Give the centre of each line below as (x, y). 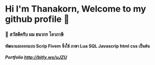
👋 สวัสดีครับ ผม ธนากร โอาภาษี (34, 34)
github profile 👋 (37, 19)
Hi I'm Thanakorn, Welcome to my (76, 9)
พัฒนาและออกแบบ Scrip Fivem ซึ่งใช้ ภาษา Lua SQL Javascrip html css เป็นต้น (77, 46)
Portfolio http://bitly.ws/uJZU (36, 57)
